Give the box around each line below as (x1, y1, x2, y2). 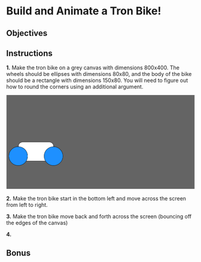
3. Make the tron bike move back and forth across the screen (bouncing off (6, 212, 192, 220)
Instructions (6, 48, 53, 58)
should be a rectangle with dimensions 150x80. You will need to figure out (6, 77, 188, 84)
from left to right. (6, 201, 48, 208)
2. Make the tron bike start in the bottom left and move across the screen (6, 194, 187, 202)
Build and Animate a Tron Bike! (6, 4, 162, 18)
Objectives (6, 28, 48, 38)
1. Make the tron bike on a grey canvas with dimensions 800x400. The (6, 64, 179, 71)
